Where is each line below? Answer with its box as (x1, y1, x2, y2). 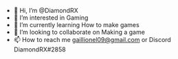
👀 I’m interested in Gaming (13, 14, 89, 22)
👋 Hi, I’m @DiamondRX (13, 7, 78, 14)
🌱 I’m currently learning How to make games (13, 21, 140, 28)
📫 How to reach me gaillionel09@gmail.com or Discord (13, 36, 172, 43)
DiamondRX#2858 (13, 45, 67, 54)
